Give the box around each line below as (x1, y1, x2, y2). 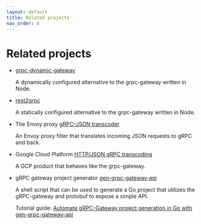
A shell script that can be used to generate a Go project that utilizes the (15, 186, 195, 193)
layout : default (6, 9, 48, 15)
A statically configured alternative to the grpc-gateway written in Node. (15, 109, 195, 116)
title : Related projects (6, 15, 70, 21)
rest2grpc (15, 97, 41, 104)
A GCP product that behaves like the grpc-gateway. (15, 162, 146, 170)
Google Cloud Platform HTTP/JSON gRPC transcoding (15, 151, 153, 158)
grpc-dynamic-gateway (15, 67, 75, 74)
